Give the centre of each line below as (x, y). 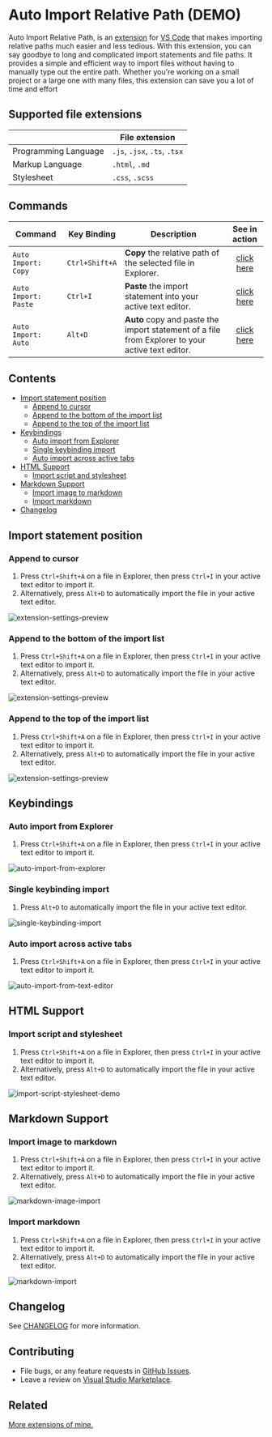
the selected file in (160, 262)
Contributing (41, 1352)
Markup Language (47, 164)
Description (173, 234)
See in (245, 228)
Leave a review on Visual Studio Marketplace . (96, 1379)
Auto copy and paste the (172, 319)
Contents (32, 378)
